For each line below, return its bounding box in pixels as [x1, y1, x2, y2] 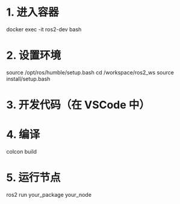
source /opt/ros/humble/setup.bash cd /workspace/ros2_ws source [6, 68, 175, 76]
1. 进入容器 [6, 5, 59, 19]
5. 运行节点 [6, 171, 61, 185]
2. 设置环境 [6, 49, 61, 62]
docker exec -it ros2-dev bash [6, 25, 82, 33]
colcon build [6, 148, 37, 155]
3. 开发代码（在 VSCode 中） [6, 98, 151, 112]
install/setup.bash [6, 75, 51, 82]
